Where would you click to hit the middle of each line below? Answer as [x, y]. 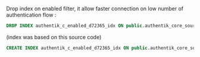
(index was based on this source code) [54, 37]
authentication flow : [31, 15]
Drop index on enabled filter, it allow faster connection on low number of [95, 9]
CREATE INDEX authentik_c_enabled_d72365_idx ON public [77, 48]
